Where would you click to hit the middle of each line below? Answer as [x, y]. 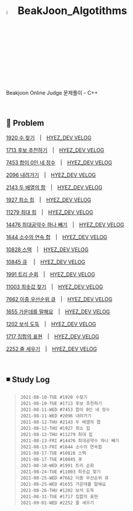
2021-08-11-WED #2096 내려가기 [56, 416]
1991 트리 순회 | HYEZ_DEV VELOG [50, 274]
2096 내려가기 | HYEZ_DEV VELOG [51, 175]
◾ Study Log [28, 380]
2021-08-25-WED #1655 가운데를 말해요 [63, 484]
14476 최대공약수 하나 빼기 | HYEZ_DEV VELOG [65, 225]
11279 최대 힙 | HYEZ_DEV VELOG [50, 212]
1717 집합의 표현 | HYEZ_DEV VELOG [53, 336]
